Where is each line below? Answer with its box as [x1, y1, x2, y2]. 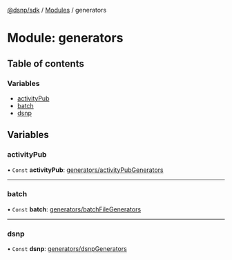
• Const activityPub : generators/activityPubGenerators [7, 166, 164, 174]
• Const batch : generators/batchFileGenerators [7, 205, 142, 214]
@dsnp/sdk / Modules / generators [7, 6, 107, 14]
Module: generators [7, 31, 124, 46]
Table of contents [7, 58, 84, 69]
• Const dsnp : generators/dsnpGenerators [7, 245, 128, 253]
